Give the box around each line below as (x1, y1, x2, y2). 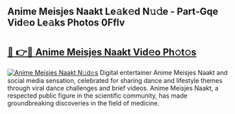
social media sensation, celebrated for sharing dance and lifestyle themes (7, 76, 223, 84)
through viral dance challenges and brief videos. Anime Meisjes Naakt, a (7, 84, 219, 92)
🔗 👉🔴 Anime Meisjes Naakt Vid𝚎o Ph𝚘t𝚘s (7, 46, 197, 58)
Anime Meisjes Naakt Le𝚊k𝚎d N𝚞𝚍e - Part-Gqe (7, 6, 219, 18)
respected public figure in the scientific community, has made (7, 91, 188, 100)
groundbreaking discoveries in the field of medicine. (7, 99, 160, 107)
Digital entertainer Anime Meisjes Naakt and (99, 69, 228, 76)
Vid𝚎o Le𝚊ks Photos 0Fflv (7, 17, 125, 29)
